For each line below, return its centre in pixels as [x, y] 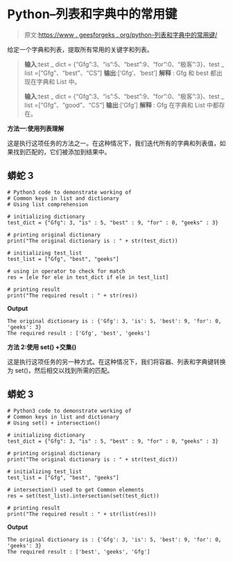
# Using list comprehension [48, 204]
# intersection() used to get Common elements [76, 490]
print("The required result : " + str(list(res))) [82, 514]
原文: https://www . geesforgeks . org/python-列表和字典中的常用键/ [121, 35]
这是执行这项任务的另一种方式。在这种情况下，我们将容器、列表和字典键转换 [116, 361]
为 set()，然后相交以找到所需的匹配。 [60, 370]
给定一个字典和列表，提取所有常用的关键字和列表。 [80, 49]
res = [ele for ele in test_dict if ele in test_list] [88, 277]
